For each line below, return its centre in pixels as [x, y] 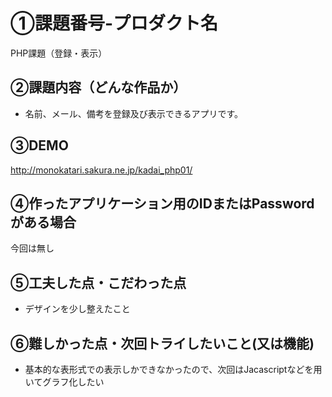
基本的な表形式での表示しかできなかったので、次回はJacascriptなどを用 [173, 369]
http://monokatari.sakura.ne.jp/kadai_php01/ [101, 170]
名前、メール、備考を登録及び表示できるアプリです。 [134, 113]
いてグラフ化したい [64, 382]
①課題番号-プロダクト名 [114, 23]
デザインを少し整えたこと [77, 309]
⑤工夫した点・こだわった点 [98, 282]
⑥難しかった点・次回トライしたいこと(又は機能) [162, 343]
